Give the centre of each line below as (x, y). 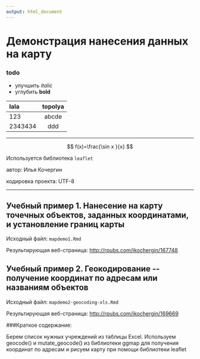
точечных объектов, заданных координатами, (98, 215)
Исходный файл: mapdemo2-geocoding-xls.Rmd (62, 302)
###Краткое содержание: (39, 325)
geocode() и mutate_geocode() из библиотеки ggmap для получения (93, 343)
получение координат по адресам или (82, 278)
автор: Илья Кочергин (34, 170)
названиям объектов (47, 288)
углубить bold (32, 92)
